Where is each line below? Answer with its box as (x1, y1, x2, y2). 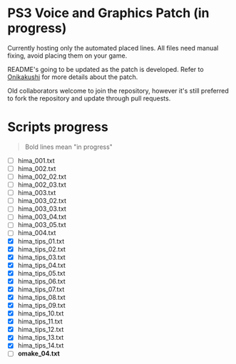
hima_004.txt (17, 229, 56, 237)
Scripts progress (7, 119, 108, 135)
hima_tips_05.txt (17, 269, 66, 277)
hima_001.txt (17, 156, 55, 165)
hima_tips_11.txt (17, 317, 63, 326)
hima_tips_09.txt (17, 301, 66, 309)
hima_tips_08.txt (17, 293, 66, 301)
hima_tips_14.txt (17, 341, 64, 350)
